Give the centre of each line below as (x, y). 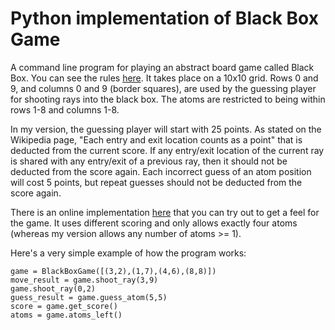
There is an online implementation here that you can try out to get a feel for (165, 212)
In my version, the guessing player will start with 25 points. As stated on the (166, 129)
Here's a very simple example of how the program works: (128, 253)
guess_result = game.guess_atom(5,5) (89, 297)
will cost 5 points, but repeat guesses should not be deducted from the (156, 182)
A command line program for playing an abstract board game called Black (162, 67)
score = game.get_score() (64, 306)
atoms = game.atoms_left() (66, 315)
